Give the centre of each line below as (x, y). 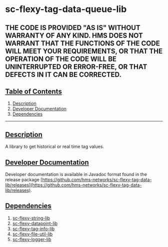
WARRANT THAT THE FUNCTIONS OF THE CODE (82, 43)
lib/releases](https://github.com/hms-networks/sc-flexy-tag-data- (73, 185)
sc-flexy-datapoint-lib (35, 223)
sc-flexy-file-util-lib (32, 234)
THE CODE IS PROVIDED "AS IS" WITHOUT (73, 28)
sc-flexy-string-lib (31, 218)
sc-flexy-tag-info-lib (33, 228)
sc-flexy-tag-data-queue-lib (66, 9)
